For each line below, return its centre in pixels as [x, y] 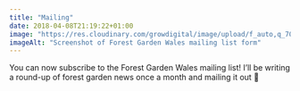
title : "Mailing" [42, 17]
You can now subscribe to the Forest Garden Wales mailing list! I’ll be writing [150, 68]
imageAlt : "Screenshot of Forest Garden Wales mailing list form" [135, 42]
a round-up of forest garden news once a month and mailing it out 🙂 [134, 78]
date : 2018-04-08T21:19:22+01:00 [71, 26]
